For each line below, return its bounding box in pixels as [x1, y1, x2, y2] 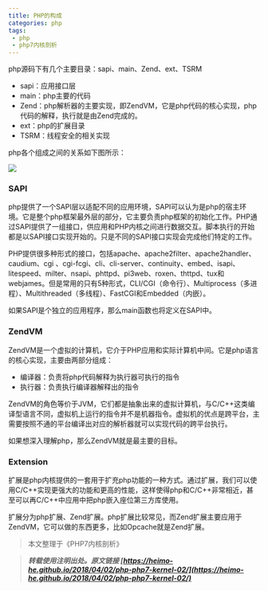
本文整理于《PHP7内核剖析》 [27, 539, 124, 549]
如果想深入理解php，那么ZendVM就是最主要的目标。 [8, 436, 182, 445]
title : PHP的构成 [8, 11, 62, 20]
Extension [8, 456, 49, 467]
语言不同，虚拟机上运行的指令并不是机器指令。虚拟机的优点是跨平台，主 [22, 409, 260, 418]
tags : [8, 26, 26, 34]
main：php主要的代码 [19, 91, 92, 100]
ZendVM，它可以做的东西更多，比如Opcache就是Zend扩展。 [8, 523, 209, 532]
